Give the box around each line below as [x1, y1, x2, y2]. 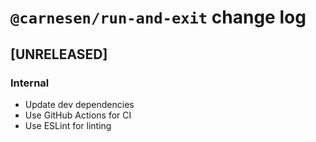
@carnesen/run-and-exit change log [10, 6, 307, 29]
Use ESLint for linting [24, 119, 112, 131]
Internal [10, 76, 50, 90]
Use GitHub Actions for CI [24, 109, 132, 121]
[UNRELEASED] [10, 46, 108, 63]
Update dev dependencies [24, 98, 135, 110]
